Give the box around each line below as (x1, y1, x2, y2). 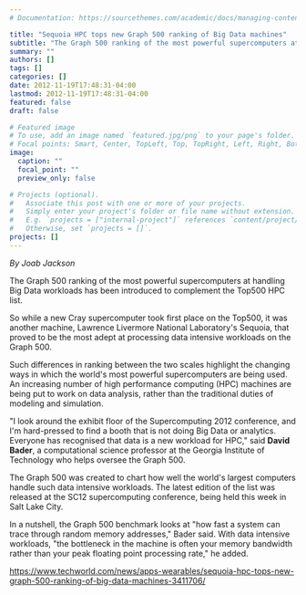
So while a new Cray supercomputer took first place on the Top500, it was (9, 312, 289, 323)
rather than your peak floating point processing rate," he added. (9, 548, 249, 558)
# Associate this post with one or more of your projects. (9, 198, 247, 208)
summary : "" (9, 47, 55, 56)
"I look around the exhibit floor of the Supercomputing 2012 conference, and (9, 415, 296, 426)
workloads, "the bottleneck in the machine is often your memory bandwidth (9, 538, 293, 548)
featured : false (9, 98, 71, 107)
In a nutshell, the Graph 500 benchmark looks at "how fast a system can (9, 518, 280, 529)
